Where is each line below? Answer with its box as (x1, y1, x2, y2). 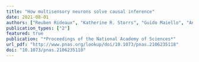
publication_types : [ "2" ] (6, 25, 70, 31)
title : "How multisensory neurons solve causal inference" (6, 8, 155, 15)
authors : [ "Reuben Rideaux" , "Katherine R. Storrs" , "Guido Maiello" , (6, 19, 184, 25)
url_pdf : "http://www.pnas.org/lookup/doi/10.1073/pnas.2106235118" (6, 42, 179, 48)
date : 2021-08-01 (6, 14, 49, 20)
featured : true (6, 31, 44, 37)
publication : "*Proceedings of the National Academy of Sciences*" (6, 36, 176, 42)
